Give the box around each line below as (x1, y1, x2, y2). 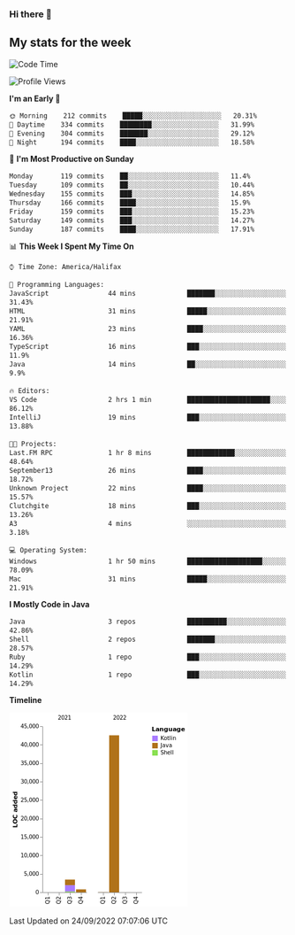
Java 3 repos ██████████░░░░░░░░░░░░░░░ (9, 617, 287, 626)
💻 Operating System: (9, 545, 88, 554)
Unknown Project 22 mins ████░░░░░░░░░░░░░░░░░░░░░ (9, 483, 287, 492)
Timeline (9, 694, 42, 705)
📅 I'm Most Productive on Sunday (9, 153, 134, 164)
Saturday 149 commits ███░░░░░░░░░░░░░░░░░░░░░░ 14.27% (9, 216, 254, 225)
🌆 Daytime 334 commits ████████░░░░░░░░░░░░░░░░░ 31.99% (9, 120, 254, 129)
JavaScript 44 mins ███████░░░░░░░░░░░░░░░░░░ (9, 289, 287, 297)
